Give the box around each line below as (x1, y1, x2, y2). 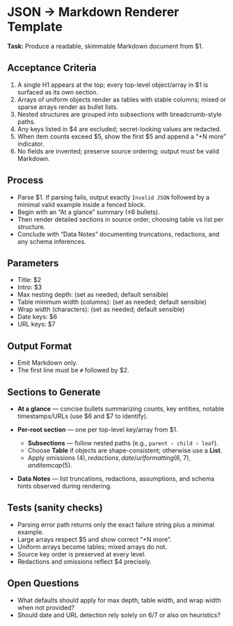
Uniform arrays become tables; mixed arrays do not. (17, 543, 168, 551)
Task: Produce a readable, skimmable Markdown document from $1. (7, 42, 204, 50)
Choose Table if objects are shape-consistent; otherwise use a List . (27, 446, 223, 454)
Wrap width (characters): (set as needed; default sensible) (17, 305, 185, 313)
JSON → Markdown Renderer (7, 4, 179, 20)
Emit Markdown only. (17, 359, 78, 367)
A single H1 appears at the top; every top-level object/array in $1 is (17, 81, 209, 89)
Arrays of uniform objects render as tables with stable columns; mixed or (17, 95, 227, 104)
